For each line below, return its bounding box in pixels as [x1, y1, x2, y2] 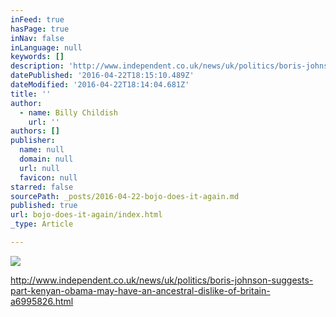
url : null [19, 163, 60, 173]
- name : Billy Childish [19, 107, 118, 118]
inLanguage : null [10, 42, 83, 53]
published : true [10, 201, 78, 211]
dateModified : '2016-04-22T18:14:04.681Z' [10, 80, 190, 90]
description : [10, 61, 65, 71]
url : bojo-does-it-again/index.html [10, 210, 163, 220]
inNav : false [10, 33, 65, 43]
